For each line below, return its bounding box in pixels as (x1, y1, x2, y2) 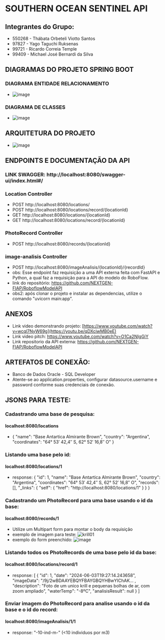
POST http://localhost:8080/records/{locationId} (12, 241, 111, 246)
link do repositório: (12, 280, 51, 286)
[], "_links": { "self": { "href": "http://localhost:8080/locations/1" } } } (12, 485, 150, 491)
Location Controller (5, 190, 53, 197)
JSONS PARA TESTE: (5, 396, 71, 404)
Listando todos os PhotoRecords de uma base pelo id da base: (5, 549, 157, 556)
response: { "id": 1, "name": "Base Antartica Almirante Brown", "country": (12, 474, 161, 480)
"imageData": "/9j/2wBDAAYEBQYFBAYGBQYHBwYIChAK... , (12, 578, 136, 583)
